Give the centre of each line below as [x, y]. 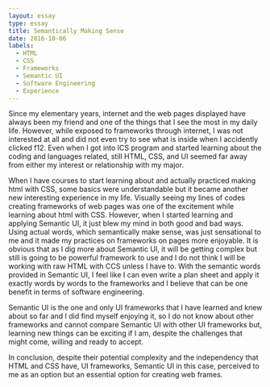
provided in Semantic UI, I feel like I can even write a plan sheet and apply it [134, 275]
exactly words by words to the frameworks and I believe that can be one [128, 284]
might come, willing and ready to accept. [76, 342]
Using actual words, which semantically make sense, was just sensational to [135, 232]
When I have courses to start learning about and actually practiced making [132, 181]
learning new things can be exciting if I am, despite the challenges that [126, 333]
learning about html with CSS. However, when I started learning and [121, 215]
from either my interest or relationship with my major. [96, 165]
